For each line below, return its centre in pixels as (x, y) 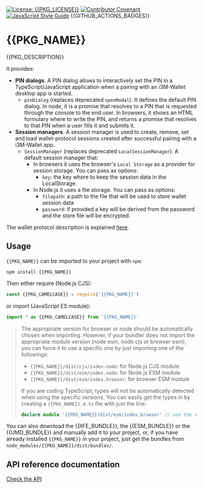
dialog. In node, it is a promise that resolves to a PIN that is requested (110, 106)
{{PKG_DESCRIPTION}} (35, 57)
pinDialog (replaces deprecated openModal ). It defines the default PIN (110, 99)
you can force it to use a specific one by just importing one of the (102, 348)
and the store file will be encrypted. (86, 216)
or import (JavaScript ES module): (48, 306)
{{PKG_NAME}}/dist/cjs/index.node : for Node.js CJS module (105, 366)
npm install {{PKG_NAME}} (39, 272)
